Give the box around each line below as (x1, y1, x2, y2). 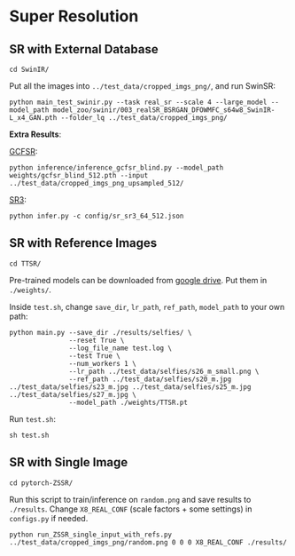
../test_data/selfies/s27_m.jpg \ (9, 390, 137, 399)
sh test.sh (9, 431, 50, 440)
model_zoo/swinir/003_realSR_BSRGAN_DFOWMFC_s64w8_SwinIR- (52, 106, 276, 115)
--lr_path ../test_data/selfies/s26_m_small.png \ (68, 367, 260, 376)
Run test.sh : (9, 413, 56, 424)
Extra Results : (9, 129, 62, 139)
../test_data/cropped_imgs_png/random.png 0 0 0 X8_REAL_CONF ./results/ (9, 537, 288, 547)
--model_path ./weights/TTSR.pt (68, 398, 189, 407)
